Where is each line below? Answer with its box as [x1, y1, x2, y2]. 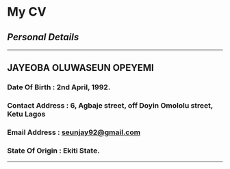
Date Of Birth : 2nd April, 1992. [7, 82, 111, 92]
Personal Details [7, 31, 79, 43]
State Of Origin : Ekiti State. [7, 146, 101, 155]
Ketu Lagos [7, 110, 46, 119]
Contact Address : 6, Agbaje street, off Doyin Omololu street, [7, 101, 214, 110]
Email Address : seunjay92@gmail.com [7, 127, 141, 137]
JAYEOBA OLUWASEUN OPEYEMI [7, 62, 154, 74]
